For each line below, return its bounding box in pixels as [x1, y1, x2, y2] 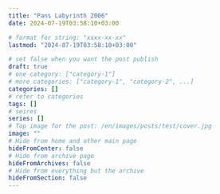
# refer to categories [8, 93, 84, 101]
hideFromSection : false [8, 174, 88, 182]
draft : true [8, 63, 48, 71]
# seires [8, 107, 37, 116]
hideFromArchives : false [8, 159, 91, 168]
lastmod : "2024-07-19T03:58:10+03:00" [8, 41, 137, 49]
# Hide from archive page [8, 152, 94, 160]
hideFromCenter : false [8, 145, 84, 152]
